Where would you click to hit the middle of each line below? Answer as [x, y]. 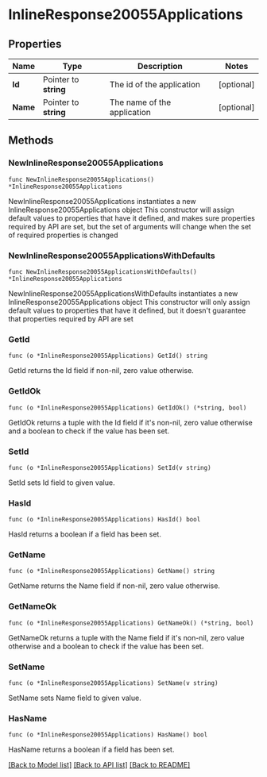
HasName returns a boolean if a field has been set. [91, 750]
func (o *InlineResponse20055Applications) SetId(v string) [110, 467]
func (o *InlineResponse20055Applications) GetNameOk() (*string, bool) [131, 623]
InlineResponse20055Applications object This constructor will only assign [129, 302]
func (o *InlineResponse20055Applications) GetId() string [108, 356]
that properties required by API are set [71, 318]
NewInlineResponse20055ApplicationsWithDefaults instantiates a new [123, 293]
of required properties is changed [63, 235]
